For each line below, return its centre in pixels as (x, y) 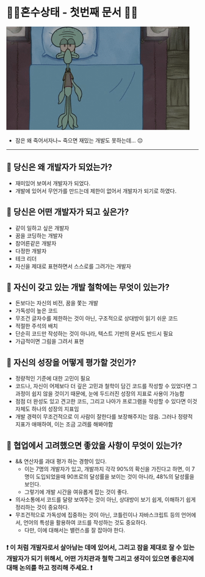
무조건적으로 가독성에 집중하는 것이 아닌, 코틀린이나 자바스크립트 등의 (97, 515)
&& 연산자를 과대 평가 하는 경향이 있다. (61, 461)
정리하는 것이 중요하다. (42, 507)
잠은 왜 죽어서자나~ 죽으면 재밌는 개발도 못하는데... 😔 (79, 140)
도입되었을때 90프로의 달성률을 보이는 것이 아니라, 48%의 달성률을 (115, 477)
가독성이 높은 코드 (36, 311)
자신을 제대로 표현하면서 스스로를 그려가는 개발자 (73, 266)
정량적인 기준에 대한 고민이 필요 (52, 378)
